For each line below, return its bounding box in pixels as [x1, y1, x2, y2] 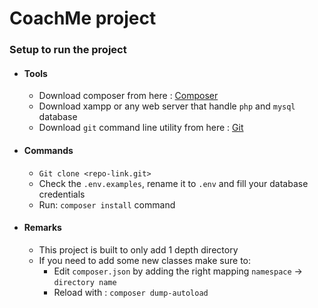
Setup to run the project [9, 43, 127, 57]
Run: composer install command [38, 198, 176, 211]
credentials [38, 188, 86, 200]
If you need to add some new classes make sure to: [38, 254, 252, 266]
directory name [53, 277, 117, 287]
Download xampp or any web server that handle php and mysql [38, 100, 296, 112]
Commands [23, 144, 74, 156]
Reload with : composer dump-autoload [53, 286, 209, 298]
